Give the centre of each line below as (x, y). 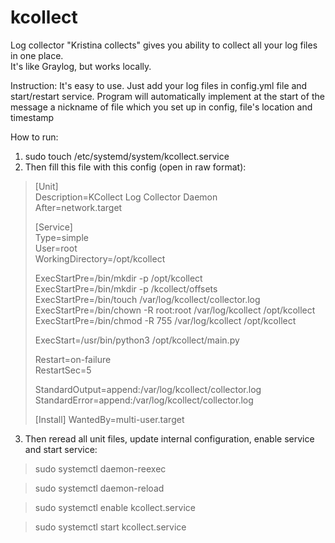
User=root (56, 248)
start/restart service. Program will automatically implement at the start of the (167, 96)
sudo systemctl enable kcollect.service (115, 507)
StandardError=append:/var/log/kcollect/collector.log (144, 400)
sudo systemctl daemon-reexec (100, 468)
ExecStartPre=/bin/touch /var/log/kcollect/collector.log (147, 299)
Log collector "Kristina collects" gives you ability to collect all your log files (164, 45)
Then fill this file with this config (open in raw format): (135, 167)
